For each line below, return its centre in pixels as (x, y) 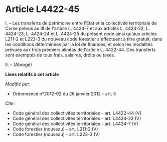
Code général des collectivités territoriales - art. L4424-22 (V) (77, 118)
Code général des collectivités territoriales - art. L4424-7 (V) (75, 123)
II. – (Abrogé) (19, 64)
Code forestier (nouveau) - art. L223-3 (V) (56, 134)
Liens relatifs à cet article (32, 74)
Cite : (10, 103)
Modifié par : (18, 84)
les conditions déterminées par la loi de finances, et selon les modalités (79, 44)
